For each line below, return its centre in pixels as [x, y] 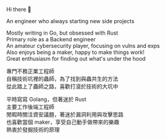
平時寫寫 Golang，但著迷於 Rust [47, 99]
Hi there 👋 [19, 9]
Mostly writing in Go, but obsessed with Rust [62, 33]
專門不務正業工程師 [30, 71]
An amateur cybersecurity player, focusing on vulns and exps [83, 46]
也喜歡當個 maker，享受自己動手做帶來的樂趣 [63, 122]
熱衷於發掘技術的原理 [33, 130]
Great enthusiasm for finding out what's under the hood [76, 59]
